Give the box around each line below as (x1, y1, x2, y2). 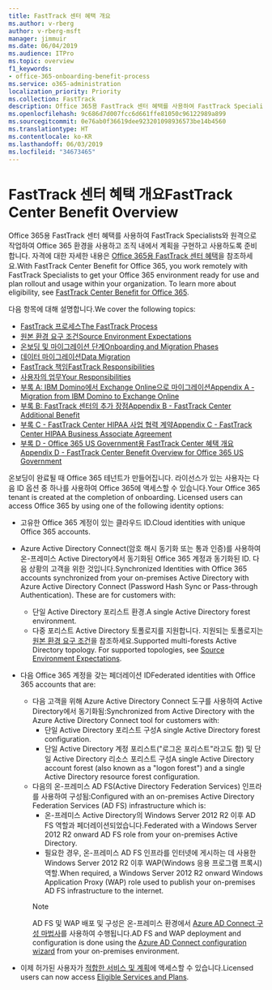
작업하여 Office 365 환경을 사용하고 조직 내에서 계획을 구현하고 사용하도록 (8, 241, 243, 251)
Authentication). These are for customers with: (19, 590, 176, 600)
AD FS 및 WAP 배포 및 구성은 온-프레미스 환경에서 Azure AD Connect (32, 919, 255, 928)
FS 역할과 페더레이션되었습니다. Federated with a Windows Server (44, 820, 257, 830)
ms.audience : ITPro (8, 49, 74, 58)
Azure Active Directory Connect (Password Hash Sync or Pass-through (19, 582, 258, 592)
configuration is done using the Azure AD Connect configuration (32, 938, 247, 948)
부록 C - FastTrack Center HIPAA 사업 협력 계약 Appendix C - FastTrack (19, 420, 253, 430)
